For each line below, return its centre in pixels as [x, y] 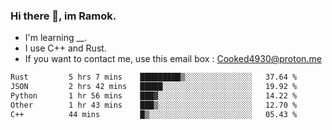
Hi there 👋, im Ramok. [63, 16]
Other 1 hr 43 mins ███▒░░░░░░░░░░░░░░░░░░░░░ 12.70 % [154, 105]
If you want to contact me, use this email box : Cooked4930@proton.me [173, 59]
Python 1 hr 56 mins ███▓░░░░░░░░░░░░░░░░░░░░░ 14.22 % [154, 96]
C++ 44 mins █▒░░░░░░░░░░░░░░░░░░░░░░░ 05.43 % [154, 114]
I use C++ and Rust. [65, 48]
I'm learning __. [56, 38]
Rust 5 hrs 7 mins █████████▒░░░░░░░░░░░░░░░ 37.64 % [154, 77]
